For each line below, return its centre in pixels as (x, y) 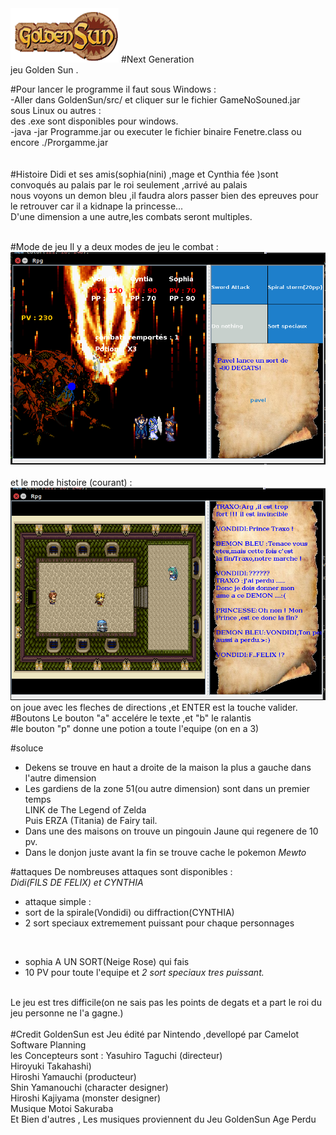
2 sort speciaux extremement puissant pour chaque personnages (159, 923)
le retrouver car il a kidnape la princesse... (97, 206)
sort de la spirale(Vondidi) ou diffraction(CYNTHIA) (129, 913)
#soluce (27, 748)
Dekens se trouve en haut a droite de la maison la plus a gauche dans (168, 768)
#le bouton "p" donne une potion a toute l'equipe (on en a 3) (135, 729)
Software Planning (48, 1045)
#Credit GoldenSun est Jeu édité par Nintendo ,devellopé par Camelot (155, 1034)
